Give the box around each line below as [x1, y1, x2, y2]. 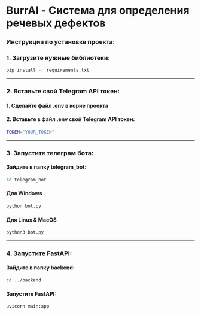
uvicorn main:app [6, 304, 50, 310]
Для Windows [6, 190, 43, 197]
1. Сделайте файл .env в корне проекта [6, 102, 109, 109]
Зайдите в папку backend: [6, 264, 75, 271]
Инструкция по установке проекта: [6, 38, 115, 46]
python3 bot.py [6, 229, 44, 235]
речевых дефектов [6, 16, 106, 30]
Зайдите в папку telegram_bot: [6, 163, 87, 171]
